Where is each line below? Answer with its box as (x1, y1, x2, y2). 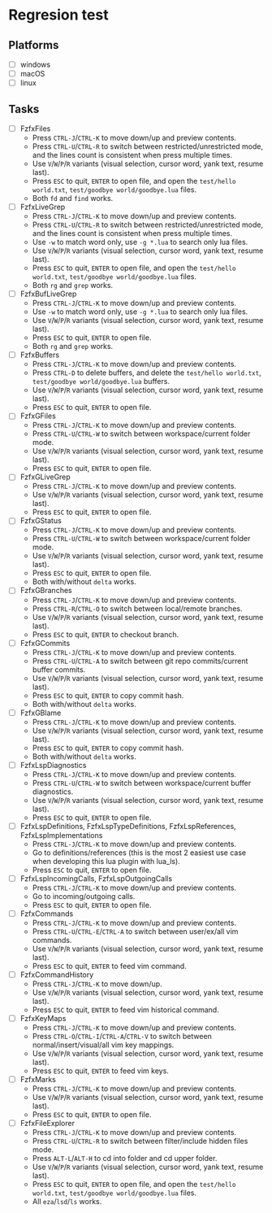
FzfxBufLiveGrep (19, 289, 77, 299)
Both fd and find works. (32, 194, 114, 203)
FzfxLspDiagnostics (19, 760, 87, 770)
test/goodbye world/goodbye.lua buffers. (32, 377, 171, 386)
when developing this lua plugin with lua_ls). (32, 856, 180, 866)
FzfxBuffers (19, 350, 59, 360)
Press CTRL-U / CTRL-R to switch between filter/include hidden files (32, 1137, 248, 1146)
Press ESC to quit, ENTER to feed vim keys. (32, 1066, 169, 1076)
